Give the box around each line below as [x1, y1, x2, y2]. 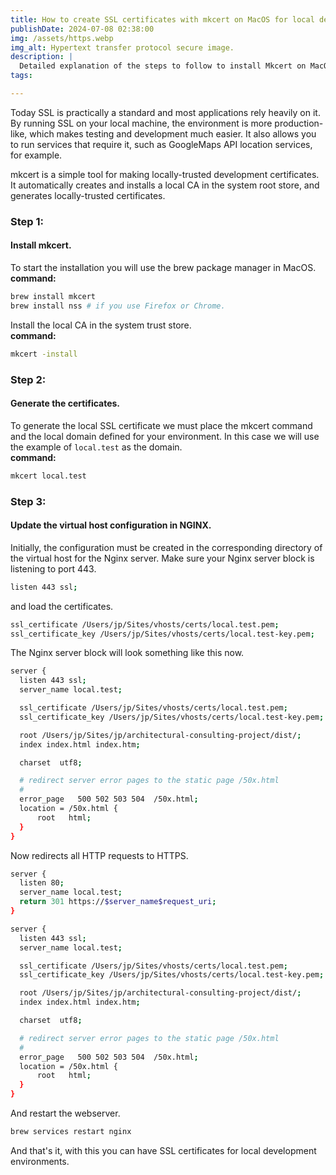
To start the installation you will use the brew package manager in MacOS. [10, 262, 317, 273]
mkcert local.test [10, 471, 87, 481]
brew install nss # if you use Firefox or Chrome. [10, 301, 226, 311]
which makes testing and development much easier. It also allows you [29, 127, 317, 140]
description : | [10, 52, 74, 62]
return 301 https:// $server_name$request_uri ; [19, 897, 217, 907]
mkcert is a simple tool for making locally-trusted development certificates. [10, 168, 320, 180]
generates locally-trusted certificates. [10, 189, 166, 201]
